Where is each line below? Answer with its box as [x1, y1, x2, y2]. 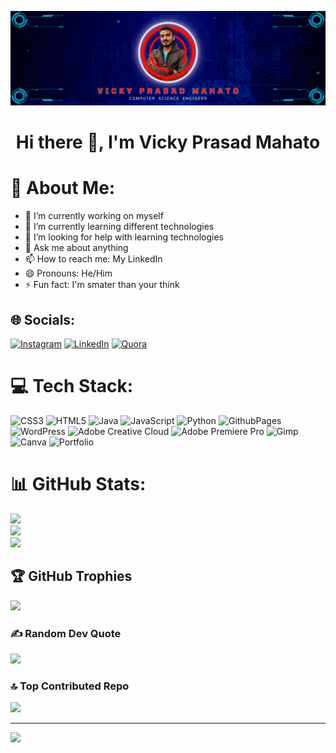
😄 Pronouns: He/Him [24, 267, 113, 280]
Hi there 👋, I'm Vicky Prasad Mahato [15, 131, 321, 154]
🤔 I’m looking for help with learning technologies [24, 231, 225, 243]
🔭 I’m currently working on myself [24, 210, 164, 222]
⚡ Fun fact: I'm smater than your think [24, 279, 180, 291]
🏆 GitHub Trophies [10, 568, 133, 585]
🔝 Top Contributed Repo [10, 679, 130, 693]
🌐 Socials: [10, 311, 76, 328]
